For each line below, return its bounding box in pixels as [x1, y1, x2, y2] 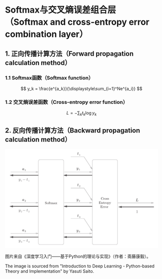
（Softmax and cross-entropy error [5, 16, 149, 28]
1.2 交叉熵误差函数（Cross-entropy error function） [5, 98, 128, 105]
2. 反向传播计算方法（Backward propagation [5, 127, 141, 135]
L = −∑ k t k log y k [66, 110, 97, 117]
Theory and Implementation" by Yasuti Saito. [5, 268, 95, 274]
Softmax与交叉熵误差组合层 [5, 4, 116, 16]
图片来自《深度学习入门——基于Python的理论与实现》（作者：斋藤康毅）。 [5, 253, 151, 259]
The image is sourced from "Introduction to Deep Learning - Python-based [5, 263, 155, 269]
